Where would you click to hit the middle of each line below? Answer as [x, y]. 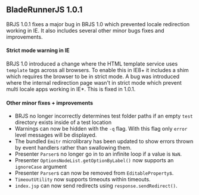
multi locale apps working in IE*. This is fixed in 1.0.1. [71, 89]
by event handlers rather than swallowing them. [73, 148]
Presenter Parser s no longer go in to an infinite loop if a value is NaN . [98, 154]
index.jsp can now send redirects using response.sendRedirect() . [96, 186]
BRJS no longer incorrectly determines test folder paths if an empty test [104, 116]
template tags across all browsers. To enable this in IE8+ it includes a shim [97, 70]
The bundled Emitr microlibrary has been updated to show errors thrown [104, 141]
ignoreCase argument [41, 167]
